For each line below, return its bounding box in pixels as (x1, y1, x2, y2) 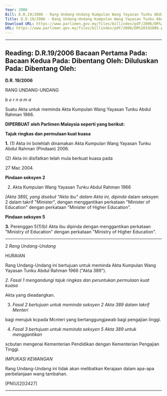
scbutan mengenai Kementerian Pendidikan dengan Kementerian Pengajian (5, 341, 160, 347)
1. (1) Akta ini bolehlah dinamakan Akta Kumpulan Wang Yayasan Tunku (5, 140, 151, 146)
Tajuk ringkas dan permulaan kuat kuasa (5, 131, 91, 136)
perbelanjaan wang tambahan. (5, 371, 68, 377)
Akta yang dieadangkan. (5, 292, 55, 298)
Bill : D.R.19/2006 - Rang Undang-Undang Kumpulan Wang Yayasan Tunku (5, 12, 153, 17)
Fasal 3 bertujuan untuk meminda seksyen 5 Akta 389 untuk (12, 326, 137, 332)
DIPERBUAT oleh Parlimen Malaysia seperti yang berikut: (5, 121, 125, 127)
